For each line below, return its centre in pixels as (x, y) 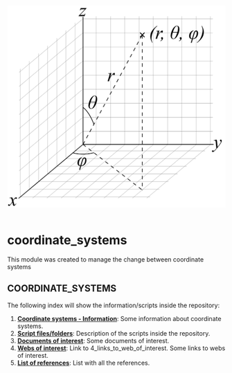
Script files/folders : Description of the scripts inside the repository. (114, 333)
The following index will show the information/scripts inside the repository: (114, 305)
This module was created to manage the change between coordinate (106, 260)
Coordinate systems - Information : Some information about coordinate (119, 318)
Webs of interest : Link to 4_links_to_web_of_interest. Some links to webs (121, 348)
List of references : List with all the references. (83, 363)
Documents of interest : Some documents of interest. (93, 340)
